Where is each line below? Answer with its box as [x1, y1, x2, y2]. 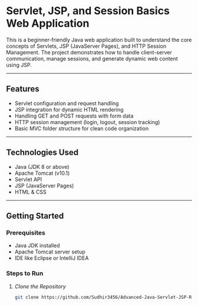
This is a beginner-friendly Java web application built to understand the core [6, 36, 192, 43]
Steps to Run [6, 269, 44, 278]
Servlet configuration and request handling [14, 99, 119, 107]
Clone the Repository [14, 282, 66, 290]
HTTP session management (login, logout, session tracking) [14, 118, 160, 125]
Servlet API [14, 175, 42, 183]
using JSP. [6, 61, 32, 69]
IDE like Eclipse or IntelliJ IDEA [14, 255, 89, 262]
